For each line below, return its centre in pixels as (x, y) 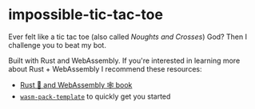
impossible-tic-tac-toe (86, 15)
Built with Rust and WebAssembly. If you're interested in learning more (124, 60)
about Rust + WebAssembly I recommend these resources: (105, 68)
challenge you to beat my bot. (57, 45)
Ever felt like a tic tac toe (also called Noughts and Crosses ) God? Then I (128, 37)
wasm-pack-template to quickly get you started (95, 96)
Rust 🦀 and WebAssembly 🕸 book (76, 84)
